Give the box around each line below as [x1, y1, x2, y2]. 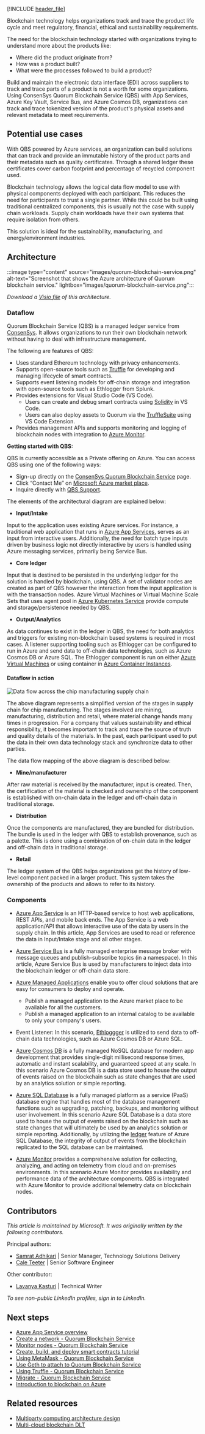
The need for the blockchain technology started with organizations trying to [7, 36, 197, 42]
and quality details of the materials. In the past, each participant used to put [7, 732, 197, 740]
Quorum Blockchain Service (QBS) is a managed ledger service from [7, 322, 179, 330]
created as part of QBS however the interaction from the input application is [7, 584, 197, 591]
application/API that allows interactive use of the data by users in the [15, 922, 189, 930]
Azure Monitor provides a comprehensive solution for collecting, [15, 1155, 178, 1163]
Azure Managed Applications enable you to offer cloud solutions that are [15, 979, 198, 986]
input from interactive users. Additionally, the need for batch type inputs [7, 534, 188, 542]
